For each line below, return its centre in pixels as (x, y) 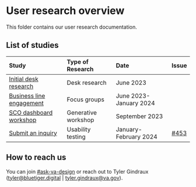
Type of (78, 61)
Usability (79, 129)
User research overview (65, 11)
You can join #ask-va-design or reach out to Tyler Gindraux (77, 171)
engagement (26, 103)
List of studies (32, 45)
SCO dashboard (31, 112)
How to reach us (36, 157)
